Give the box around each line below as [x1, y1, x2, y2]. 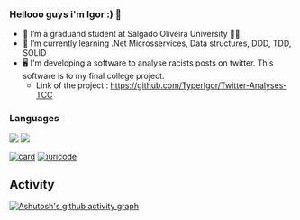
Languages [9, 112, 60, 125]
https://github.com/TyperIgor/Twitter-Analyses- [110, 80, 287, 91]
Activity [9, 177, 56, 192]
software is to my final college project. [22, 71, 165, 82]
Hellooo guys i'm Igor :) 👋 [9, 8, 122, 21]
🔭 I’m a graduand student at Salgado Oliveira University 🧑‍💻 [22, 29, 241, 40]
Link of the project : [35, 80, 109, 91]
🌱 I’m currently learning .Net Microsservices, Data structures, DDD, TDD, [22, 38, 292, 48]
